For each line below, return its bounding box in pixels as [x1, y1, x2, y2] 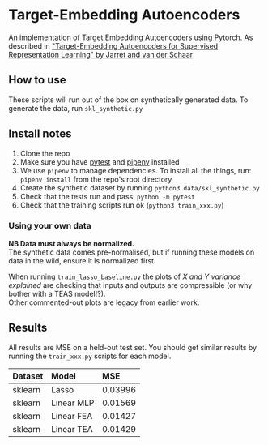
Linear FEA [51, 410, 93, 421]
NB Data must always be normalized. [8, 238, 135, 248]
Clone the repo [19, 148, 70, 158]
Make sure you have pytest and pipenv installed [19, 156, 180, 167]
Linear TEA [51, 423, 93, 434]
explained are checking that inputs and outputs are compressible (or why [8, 280, 253, 289]
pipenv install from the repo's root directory [19, 174, 172, 184]
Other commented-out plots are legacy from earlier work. [8, 297, 200, 307]
